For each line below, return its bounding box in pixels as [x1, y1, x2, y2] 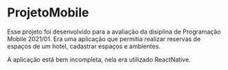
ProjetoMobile [7, 5, 89, 21]
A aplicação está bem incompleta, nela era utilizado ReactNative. [7, 55, 191, 63]
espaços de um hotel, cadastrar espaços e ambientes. [7, 42, 161, 50]
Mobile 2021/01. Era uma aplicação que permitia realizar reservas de [7, 34, 201, 43]
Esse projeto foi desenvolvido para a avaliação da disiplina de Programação [7, 27, 221, 36]
